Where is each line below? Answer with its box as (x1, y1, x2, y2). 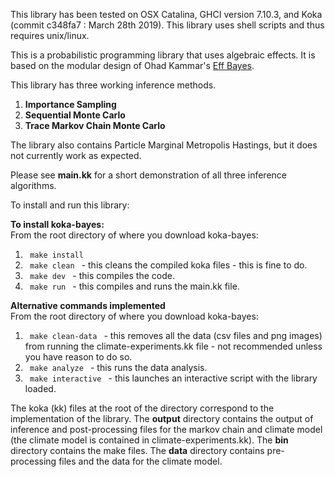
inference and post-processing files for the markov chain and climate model (10, 424, 323, 435)
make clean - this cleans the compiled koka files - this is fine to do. (29, 259, 308, 271)
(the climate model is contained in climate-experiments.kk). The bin (10, 434, 289, 446)
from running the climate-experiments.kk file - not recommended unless (24, 340, 323, 352)
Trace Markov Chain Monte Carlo (24, 120, 166, 131)
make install (29, 250, 84, 260)
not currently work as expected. (10, 150, 142, 161)
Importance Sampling (24, 99, 117, 110)
